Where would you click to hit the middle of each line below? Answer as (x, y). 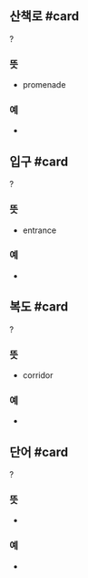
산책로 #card (44, 16)
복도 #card (39, 307)
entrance (39, 230)
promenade (44, 85)
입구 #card (39, 161)
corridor (38, 375)
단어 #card (39, 452)
